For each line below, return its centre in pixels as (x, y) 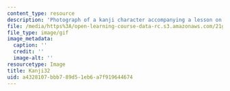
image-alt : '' (33, 58)
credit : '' (29, 52)
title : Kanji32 (29, 70)
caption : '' (30, 45)
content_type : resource (41, 13)
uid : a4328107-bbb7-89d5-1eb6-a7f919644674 (70, 77)
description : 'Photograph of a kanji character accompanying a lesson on (115, 20)
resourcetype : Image (37, 64)
